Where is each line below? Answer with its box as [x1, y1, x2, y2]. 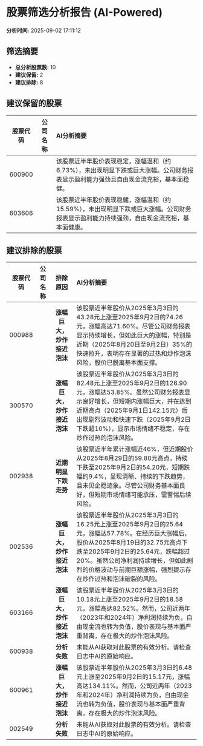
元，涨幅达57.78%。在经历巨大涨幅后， [76, 529, 191, 538]
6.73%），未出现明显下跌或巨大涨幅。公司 [56, 166, 176, 174]
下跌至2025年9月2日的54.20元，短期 [76, 463, 184, 472]
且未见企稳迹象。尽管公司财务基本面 [76, 481, 179, 490]
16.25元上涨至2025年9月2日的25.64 [76, 520, 183, 529]
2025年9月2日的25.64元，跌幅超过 [88, 548, 190, 556]
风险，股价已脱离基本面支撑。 [76, 359, 161, 367]
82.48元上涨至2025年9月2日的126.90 [76, 379, 187, 387]
